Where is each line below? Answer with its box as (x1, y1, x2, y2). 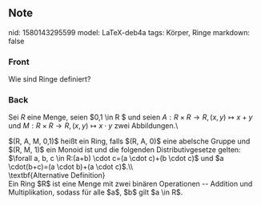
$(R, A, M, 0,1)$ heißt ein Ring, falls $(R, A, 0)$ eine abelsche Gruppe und (8, 136, 251, 147)
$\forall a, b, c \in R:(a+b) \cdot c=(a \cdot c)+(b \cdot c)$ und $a (8, 154, 224, 163)
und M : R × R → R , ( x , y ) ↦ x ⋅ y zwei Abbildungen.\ (8, 121, 179, 131)
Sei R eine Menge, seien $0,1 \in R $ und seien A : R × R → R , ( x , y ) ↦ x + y (8, 112, 253, 123)
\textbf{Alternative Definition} (8, 171, 106, 180)
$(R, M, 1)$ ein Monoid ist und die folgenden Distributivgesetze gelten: (8, 145, 242, 155)
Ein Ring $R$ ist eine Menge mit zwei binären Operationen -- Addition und (8, 179, 253, 189)
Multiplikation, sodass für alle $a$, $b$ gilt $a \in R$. (8, 187, 183, 197)
